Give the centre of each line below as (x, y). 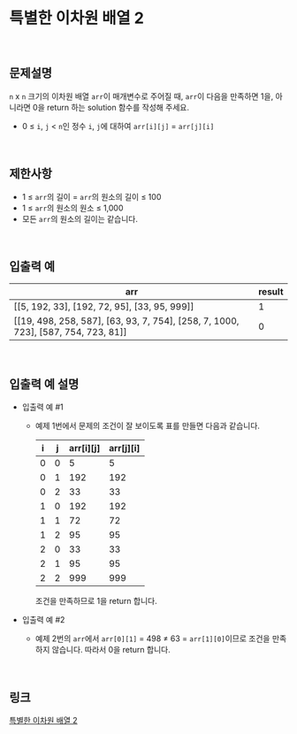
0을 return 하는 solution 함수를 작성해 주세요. (111, 107)
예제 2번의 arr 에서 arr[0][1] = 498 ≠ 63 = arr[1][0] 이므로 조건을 (152, 638)
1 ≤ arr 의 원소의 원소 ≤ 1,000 (72, 208)
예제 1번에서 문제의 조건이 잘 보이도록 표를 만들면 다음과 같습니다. (148, 426)
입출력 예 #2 (43, 620)
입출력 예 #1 (42, 407)
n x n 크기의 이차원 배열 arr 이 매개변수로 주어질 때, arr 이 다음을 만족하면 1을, (141, 96)
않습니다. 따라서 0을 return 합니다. (111, 650)
